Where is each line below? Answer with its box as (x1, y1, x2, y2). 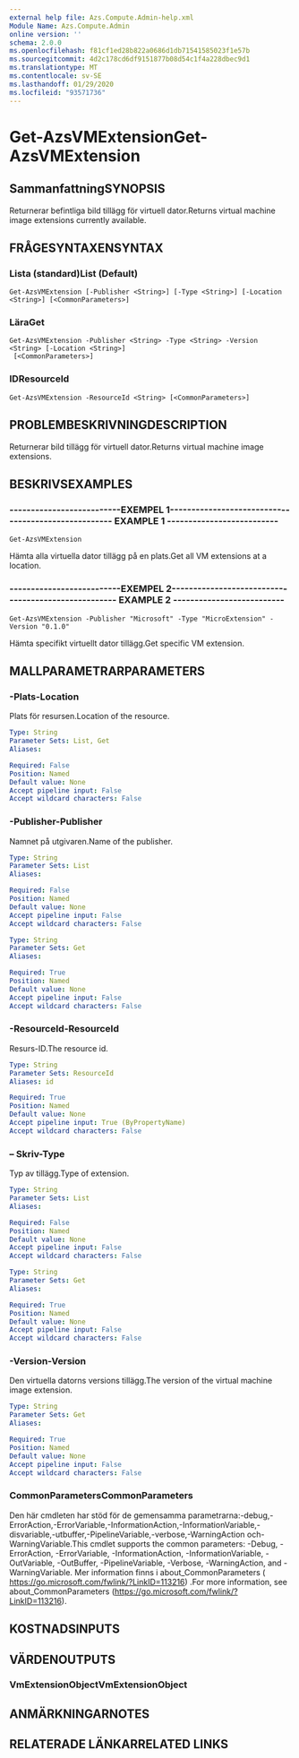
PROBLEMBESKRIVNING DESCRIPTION (9, 417, 227, 433)
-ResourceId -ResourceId (9, 1023, 119, 1035)
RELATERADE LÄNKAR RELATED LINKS (9, 1737, 229, 1752)
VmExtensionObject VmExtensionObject (9, 1678, 188, 1691)
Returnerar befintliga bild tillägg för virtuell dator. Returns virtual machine (9, 205, 276, 216)
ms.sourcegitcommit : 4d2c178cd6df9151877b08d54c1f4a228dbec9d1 (9, 55, 251, 64)
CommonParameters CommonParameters (9, 1489, 194, 1502)
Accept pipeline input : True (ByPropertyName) (9, 1119, 186, 1128)
